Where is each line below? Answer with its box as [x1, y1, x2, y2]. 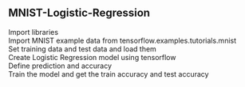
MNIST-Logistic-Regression [8, 6, 150, 20]
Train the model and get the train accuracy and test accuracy [8, 69, 209, 78]
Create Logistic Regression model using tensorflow [8, 52, 176, 62]
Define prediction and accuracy [8, 61, 113, 70]
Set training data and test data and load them [8, 43, 157, 54]
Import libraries [8, 27, 58, 36]
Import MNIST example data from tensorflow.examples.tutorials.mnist [8, 36, 237, 45]
